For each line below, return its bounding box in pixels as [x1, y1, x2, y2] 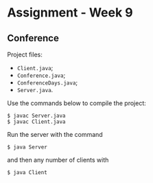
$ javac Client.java [7, 118, 67, 125]
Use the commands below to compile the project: [7, 99, 146, 107]
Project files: [7, 50, 43, 58]
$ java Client [7, 169, 48, 176]
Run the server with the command [7, 131, 103, 138]
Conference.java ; [16, 71, 66, 79]
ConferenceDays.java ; [16, 78, 78, 87]
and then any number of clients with [7, 156, 109, 164]
